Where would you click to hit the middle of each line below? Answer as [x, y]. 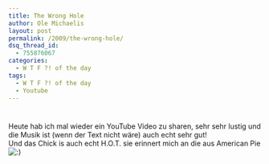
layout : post [30, 31]
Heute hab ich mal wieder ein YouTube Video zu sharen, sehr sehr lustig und [134, 126]
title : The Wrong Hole [46, 16]
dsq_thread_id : [34, 46]
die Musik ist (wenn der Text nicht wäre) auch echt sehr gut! [108, 134]
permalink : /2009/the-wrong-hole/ [66, 38]
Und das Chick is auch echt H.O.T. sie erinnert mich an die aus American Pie [134, 143]
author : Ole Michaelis [46, 23]
